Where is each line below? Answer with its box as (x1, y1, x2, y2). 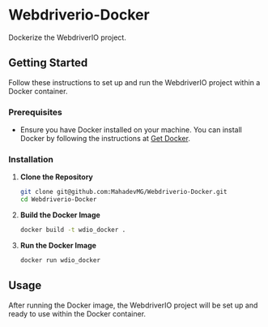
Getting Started (8, 56, 88, 70)
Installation (8, 153, 54, 165)
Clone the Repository (19, 172, 93, 182)
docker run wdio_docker (19, 256, 101, 265)
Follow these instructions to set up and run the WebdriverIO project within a (8, 77, 261, 87)
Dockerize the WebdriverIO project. (8, 32, 127, 42)
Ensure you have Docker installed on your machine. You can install (19, 125, 243, 135)
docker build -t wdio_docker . (19, 226, 126, 234)
